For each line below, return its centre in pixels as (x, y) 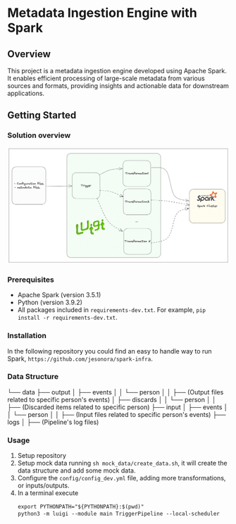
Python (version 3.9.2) (50, 302)
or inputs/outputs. (43, 486)
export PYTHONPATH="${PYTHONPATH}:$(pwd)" (81, 507)
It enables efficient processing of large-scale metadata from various (106, 78)
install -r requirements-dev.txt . (67, 318)
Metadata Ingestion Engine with (102, 13)
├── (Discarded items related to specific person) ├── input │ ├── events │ (118, 407)
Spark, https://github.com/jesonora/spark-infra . (80, 358)
